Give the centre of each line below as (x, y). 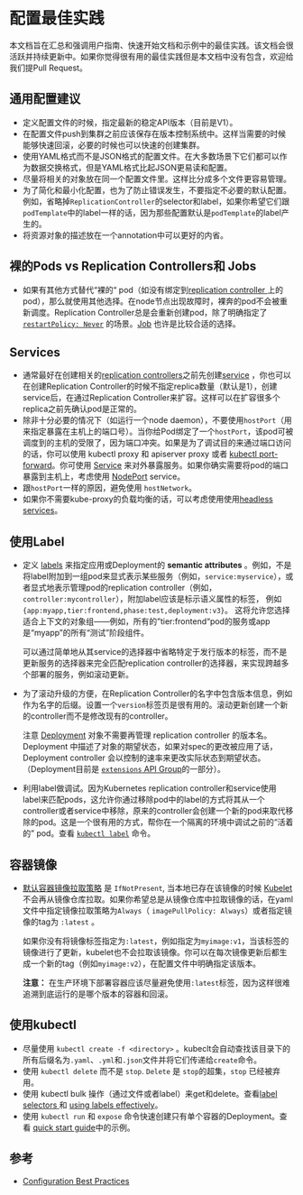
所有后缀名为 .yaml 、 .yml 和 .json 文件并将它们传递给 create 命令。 (142, 1060)
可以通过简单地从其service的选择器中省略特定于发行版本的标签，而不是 (155, 652)
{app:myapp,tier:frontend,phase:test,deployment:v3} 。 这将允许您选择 (156, 611)
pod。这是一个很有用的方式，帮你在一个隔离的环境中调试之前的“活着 (166, 823)
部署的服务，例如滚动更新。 (82, 675)
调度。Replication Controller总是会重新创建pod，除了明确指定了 (149, 312)
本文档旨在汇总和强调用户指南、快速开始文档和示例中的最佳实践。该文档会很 (151, 45)
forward (37, 465)
